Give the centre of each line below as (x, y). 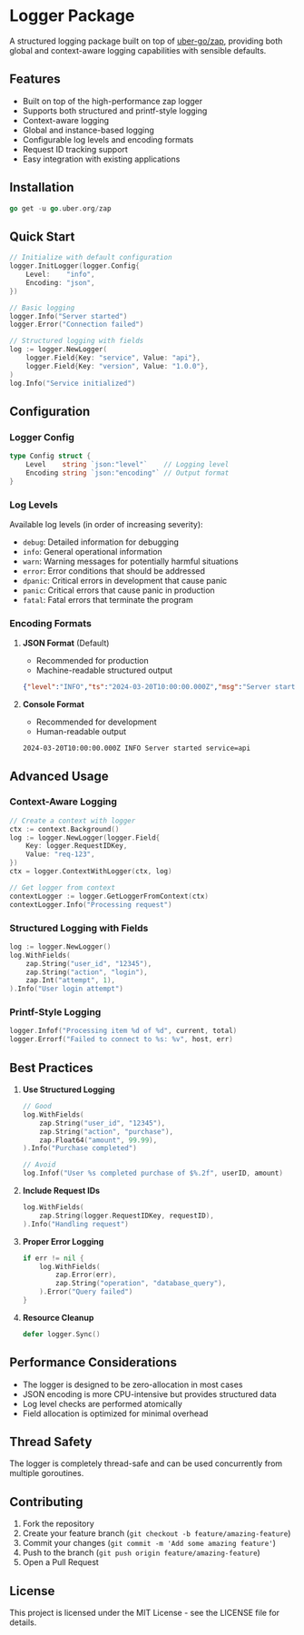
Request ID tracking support (75, 149)
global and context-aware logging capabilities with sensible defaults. (138, 50)
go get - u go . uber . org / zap (60, 208)
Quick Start (42, 236)
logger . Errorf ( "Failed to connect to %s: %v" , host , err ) (121, 1039)
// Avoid (39, 1165)
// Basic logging (42, 308)
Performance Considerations (93, 1363)
